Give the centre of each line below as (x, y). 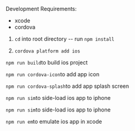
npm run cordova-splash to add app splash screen (67, 86)
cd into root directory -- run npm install (64, 39)
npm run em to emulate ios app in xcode (54, 122)
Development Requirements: (41, 9)
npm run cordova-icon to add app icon (53, 74)
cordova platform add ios (47, 51)
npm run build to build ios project (47, 62)
